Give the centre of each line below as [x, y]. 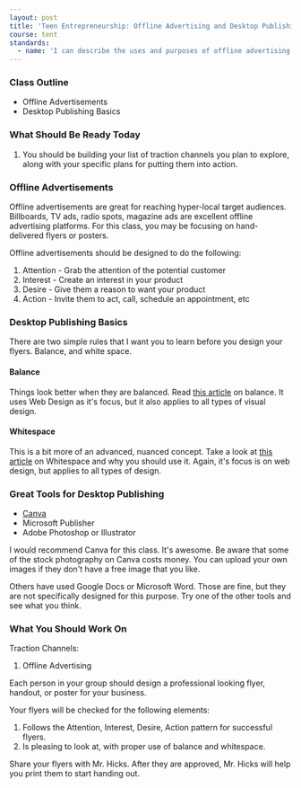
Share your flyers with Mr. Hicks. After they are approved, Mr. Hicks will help [150, 764]
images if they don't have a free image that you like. [105, 569]
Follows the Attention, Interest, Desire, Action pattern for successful [147, 728]
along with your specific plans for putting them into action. [130, 164]
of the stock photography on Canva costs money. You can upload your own [149, 560]
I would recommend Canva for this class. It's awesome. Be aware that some [149, 550]
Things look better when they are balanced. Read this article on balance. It [146, 392]
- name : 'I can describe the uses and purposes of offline [130, 51]
